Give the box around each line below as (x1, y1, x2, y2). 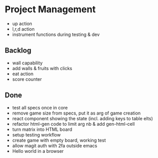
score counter (12, 76, 42, 82)
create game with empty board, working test (12, 137, 106, 143)
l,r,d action (12, 26, 35, 32)
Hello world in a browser (12, 148, 64, 154)
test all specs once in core (12, 104, 68, 110)
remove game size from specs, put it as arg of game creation (12, 110, 141, 116)
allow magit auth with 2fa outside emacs (12, 142, 98, 149)
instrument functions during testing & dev (12, 31, 100, 37)
